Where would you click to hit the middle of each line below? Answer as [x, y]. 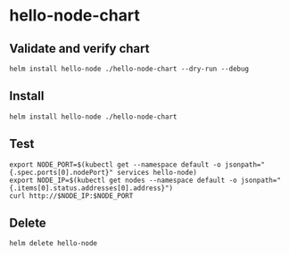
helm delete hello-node [54, 243]
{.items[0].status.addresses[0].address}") [91, 188]
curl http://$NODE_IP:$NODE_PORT [71, 196]
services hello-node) [157, 172]
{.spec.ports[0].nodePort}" [62, 172]
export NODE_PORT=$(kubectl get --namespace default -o [115, 165]
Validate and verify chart [79, 49]
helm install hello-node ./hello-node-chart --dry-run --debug [129, 69]
